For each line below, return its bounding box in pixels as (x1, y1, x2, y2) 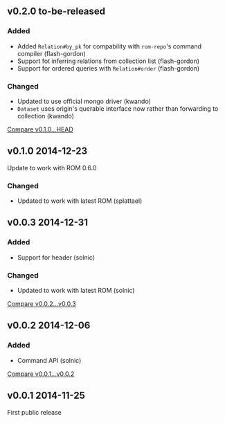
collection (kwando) (17, 111, 75, 120)
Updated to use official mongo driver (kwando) (17, 97, 151, 105)
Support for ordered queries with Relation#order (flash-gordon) (17, 64, 199, 72)
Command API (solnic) (17, 356, 82, 364)
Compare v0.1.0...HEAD (7, 125, 74, 134)
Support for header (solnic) (17, 253, 96, 262)
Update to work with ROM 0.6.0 (7, 163, 97, 172)
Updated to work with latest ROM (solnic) (17, 287, 135, 295)
